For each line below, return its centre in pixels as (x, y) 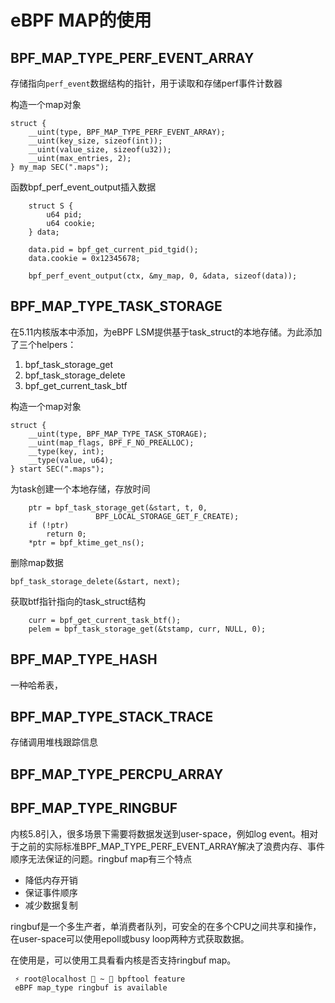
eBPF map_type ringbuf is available (91, 987)
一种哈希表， (36, 685)
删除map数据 (37, 562)
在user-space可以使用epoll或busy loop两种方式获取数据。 (130, 938)
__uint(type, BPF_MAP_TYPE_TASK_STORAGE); (118, 434)
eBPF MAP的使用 (81, 20)
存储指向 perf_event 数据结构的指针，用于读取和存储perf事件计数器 (146, 83)
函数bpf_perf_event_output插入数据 (83, 187)
